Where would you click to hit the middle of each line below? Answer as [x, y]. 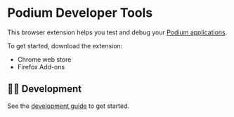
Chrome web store [44, 59]
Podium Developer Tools [80, 13]
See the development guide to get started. [69, 106]
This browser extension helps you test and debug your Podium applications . [117, 32]
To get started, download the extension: [65, 46]
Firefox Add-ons [41, 67]
